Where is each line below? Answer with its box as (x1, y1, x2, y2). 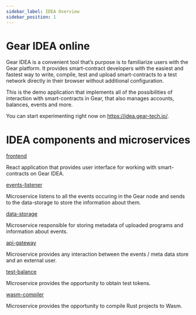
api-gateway (6, 239, 37, 246)
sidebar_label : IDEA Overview (6, 8, 80, 15)
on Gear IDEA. (30, 170, 64, 177)
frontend (6, 153, 27, 160)
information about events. (6, 228, 68, 235)
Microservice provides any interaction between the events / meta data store (6, 250, 189, 258)
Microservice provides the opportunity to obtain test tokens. (6, 280, 151, 287)
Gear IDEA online (6, 39, 90, 53)
